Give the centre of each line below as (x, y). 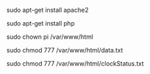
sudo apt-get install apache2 (48, 10)
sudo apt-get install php (41, 23)
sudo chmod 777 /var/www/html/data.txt (65, 50)
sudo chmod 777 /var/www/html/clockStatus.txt (75, 64)
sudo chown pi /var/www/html (50, 37)
